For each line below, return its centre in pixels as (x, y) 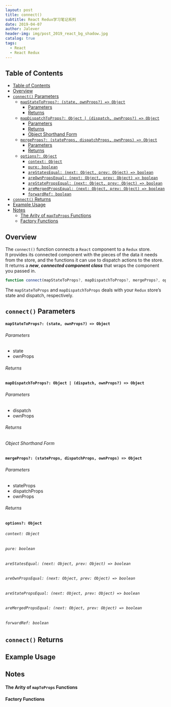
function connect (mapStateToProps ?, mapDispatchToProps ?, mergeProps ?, (83, 280)
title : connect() (24, 15)
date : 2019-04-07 (24, 24)
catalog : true (20, 39)
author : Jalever (22, 29)
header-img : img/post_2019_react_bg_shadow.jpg (57, 34)
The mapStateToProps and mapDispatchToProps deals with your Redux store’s (83, 290)
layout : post (19, 10)
